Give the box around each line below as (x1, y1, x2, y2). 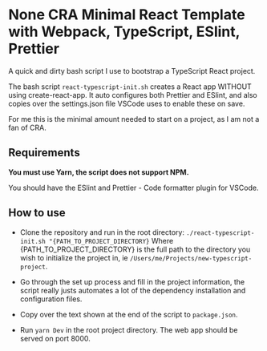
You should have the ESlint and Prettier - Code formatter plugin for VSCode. (8, 183, 259, 192)
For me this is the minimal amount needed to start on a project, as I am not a (8, 114, 260, 123)
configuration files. (19, 294, 83, 304)
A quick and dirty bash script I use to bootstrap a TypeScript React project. (8, 66, 256, 75)
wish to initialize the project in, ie (19, 252, 128, 262)
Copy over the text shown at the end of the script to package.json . (19, 309, 238, 319)
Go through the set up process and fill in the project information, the (19, 276, 245, 286)
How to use (8, 206, 66, 220)
